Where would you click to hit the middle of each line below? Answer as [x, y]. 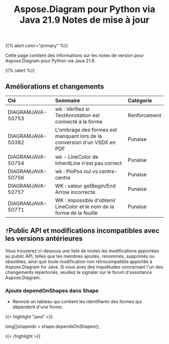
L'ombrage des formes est [86, 130]
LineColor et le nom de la [84, 207]
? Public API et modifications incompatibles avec [82, 231]
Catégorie [140, 100]
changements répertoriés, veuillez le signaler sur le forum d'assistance [79, 272]
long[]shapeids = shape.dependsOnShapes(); [53, 326]
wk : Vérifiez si [72, 109]
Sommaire [68, 100]
